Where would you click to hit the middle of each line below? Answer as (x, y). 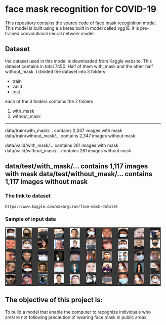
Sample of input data (31, 219)
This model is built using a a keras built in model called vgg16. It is (72, 28)
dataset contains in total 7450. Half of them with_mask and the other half (79, 66)
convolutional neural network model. (58, 33)
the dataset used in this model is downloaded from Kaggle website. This (79, 61)
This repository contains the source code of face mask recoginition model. (81, 23)
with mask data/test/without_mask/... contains (79, 174)
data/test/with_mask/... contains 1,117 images (77, 166)
